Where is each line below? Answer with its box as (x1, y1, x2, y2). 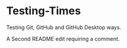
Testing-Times (6, 4, 81, 18)
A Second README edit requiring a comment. (6, 35, 120, 42)
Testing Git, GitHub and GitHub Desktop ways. (6, 24, 122, 31)
